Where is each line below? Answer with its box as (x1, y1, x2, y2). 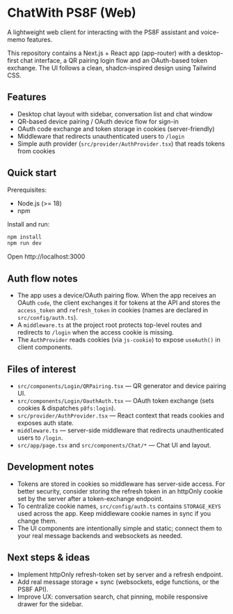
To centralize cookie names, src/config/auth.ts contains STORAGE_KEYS (17, 502, 221, 510)
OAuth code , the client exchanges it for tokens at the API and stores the (17, 298, 221, 307)
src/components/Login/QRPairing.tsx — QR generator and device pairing (17, 381, 227, 390)
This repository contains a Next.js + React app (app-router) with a (7, 49, 196, 57)
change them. (17, 516, 58, 525)
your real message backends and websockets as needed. (17, 531, 183, 539)
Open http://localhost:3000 (7, 252, 86, 261)
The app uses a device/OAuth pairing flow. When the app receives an (17, 291, 216, 300)
